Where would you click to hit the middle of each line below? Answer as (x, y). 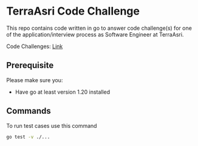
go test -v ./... (28, 137)
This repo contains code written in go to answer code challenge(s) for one (99, 28)
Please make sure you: (35, 80)
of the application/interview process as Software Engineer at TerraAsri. (95, 34)
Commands (29, 111)
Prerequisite (30, 65)
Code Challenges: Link (35, 46)
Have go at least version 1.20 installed (63, 92)
